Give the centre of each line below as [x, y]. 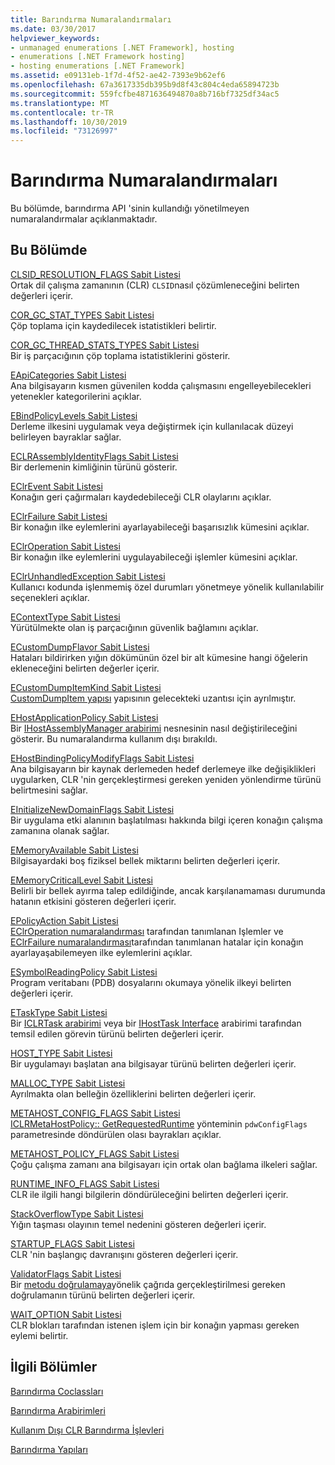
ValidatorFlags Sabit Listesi [66, 1273]
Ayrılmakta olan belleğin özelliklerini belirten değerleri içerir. [133, 1093]
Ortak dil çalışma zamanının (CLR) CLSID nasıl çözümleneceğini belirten [155, 285]
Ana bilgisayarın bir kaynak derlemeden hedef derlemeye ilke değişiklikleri [163, 768]
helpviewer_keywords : [55, 38]
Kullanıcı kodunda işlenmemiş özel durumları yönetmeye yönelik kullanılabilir [167, 587]
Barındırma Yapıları [49, 1449]
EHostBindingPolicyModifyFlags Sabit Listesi [102, 758]
